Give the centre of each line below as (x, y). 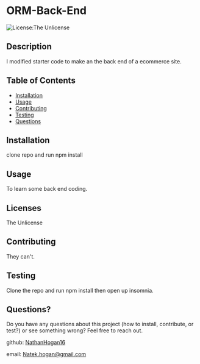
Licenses (24, 208)
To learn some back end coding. (47, 189)
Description (29, 47)
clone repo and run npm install (45, 155)
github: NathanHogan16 (36, 343)
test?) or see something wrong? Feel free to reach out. (75, 330)
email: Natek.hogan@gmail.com (46, 354)
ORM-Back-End (47, 11)
